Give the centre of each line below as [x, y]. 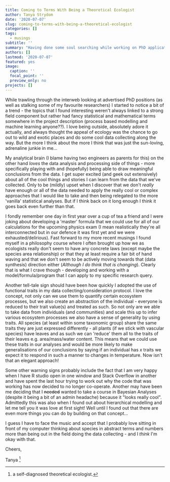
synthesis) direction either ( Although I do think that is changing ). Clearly [80, 264]
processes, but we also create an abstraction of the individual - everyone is [84, 301]
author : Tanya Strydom [29, 15]
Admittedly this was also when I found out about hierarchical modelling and [84, 403]
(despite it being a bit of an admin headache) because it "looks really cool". [83, 397]
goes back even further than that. [40, 206]
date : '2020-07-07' [26, 19]
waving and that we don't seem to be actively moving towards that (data [80, 259]
